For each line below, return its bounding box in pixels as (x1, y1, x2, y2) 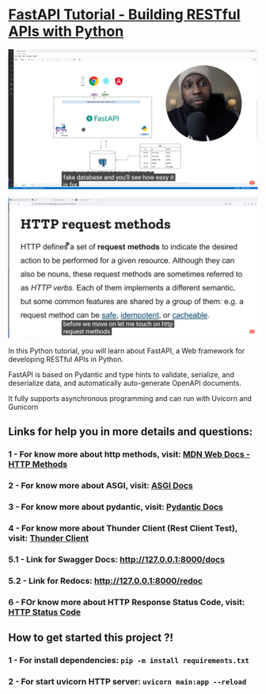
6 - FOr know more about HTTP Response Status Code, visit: (8, 596, 245, 607)
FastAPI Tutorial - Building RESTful (8, 6, 241, 24)
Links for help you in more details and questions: (8, 425, 253, 438)
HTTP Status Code (8, 606, 82, 617)
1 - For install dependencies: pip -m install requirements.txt (8, 655, 249, 666)
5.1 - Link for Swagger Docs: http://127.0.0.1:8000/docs (8, 553, 226, 565)
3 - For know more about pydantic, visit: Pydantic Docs (8, 502, 223, 513)
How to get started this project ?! (8, 631, 174, 645)
